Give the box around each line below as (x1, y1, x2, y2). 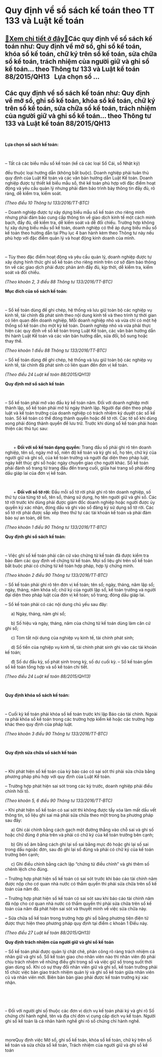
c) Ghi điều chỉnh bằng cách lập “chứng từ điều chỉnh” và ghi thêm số (11, 861, 150, 867)
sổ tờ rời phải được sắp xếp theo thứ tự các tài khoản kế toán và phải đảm (5, 510, 151, 516)
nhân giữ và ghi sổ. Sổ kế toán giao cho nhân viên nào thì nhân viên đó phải (5, 954, 156, 960)
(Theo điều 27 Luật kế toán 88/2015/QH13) (5, 930, 90, 936)
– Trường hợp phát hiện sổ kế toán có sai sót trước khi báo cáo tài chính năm (5, 876, 157, 882)
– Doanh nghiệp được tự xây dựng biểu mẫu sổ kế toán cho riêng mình (5, 209, 145, 215)
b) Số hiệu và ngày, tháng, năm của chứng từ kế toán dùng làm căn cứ (11, 620, 151, 626)
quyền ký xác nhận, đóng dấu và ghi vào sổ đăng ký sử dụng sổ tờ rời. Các (5, 504, 154, 510)
